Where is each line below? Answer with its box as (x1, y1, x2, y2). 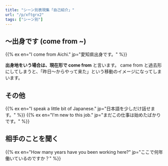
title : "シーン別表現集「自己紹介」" (5, 7, 75, 13)
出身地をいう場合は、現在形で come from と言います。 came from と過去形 (5, 62, 162, 69)
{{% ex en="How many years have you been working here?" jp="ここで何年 (5, 149, 163, 155)
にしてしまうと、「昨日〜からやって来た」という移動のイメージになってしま (5, 69, 162, 75)
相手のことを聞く (5, 135, 59, 143)
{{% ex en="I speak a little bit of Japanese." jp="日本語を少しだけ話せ (5, 106, 151, 112)
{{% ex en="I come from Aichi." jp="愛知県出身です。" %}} (5, 51, 128, 57)
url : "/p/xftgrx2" (5, 12, 44, 17)
